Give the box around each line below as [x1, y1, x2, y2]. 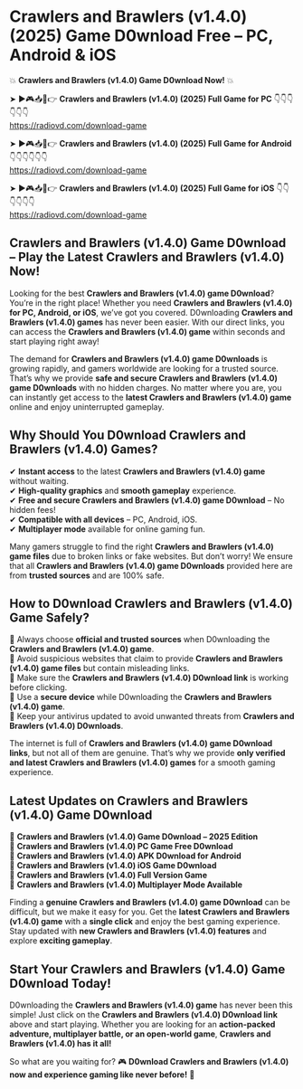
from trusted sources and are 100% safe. [9, 570, 165, 581]
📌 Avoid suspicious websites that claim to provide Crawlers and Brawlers [9, 653, 283, 664]
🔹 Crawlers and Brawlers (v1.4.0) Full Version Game [9, 870, 208, 881]
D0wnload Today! [9, 975, 111, 991]
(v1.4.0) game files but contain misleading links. [9, 663, 190, 674]
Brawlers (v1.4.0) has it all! [9, 1038, 112, 1048]
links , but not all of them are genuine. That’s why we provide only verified [9, 748, 286, 759]
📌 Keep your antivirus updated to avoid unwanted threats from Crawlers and [9, 711, 295, 722]
